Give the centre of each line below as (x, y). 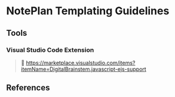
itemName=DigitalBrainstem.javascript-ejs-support (83, 69)
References (28, 88)
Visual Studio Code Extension (50, 50)
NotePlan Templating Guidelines (88, 11)
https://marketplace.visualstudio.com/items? (81, 62)
